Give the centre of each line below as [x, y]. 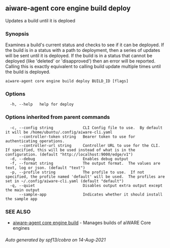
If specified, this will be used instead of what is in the [70, 150]
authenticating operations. [35, 141]
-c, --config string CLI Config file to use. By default [86, 128]
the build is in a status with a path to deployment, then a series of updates [83, 50]
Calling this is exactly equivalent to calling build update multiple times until [83, 67]
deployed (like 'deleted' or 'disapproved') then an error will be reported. [80, 61]
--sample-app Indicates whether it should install [91, 194]
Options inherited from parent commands [58, 117]
